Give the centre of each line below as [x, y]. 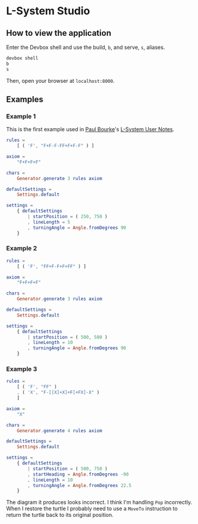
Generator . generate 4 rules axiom [59, 430]
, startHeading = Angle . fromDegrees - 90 [78, 474]
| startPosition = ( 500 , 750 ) [68, 469]
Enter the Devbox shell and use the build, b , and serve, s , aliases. [86, 47]
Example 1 [21, 116]
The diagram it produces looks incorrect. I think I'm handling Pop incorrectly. [99, 503]
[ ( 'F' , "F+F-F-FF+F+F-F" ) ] [56, 146]
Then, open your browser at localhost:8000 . [60, 80]
